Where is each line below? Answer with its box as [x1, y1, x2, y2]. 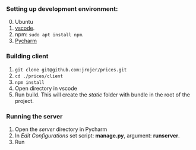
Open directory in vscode [14, 85, 77, 92]
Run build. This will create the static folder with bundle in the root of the [14, 91, 190, 98]
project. [14, 97, 34, 104]
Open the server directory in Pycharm [14, 126, 108, 133]
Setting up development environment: [6, 5, 118, 13]
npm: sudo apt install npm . [14, 31, 84, 38]
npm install [14, 79, 45, 85]
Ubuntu [14, 18, 34, 26]
